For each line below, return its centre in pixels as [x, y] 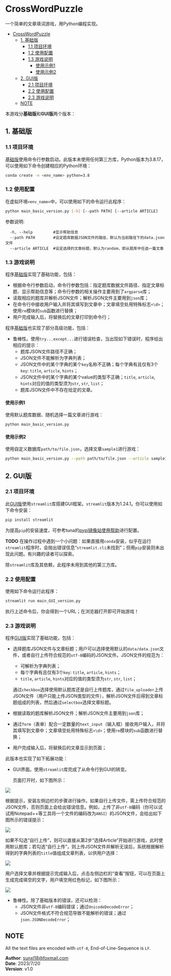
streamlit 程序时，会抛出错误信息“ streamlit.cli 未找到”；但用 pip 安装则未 [83, 547]
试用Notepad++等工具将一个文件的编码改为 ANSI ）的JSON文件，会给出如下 [84, 814]
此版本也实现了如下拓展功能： [36, 758]
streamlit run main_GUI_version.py [43, 601]
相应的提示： [26, 345]
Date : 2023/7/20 [23, 963]
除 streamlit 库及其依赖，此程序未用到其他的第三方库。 [62, 564]
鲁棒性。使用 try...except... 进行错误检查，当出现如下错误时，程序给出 [88, 339]
